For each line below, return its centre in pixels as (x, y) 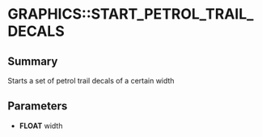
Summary (33, 61)
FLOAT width (41, 126)
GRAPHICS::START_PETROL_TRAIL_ (131, 14)
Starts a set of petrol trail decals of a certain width (91, 81)
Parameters (38, 106)
